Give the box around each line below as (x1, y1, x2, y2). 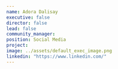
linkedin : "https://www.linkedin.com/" (6, 53, 107, 59)
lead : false (6, 25, 36, 32)
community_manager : (6, 31, 56, 37)
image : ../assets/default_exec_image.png (6, 48, 113, 54)
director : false (6, 20, 47, 26)
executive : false (6, 14, 50, 20)
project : (6, 43, 28, 49)
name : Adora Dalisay (6, 8, 59, 15)
